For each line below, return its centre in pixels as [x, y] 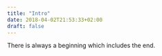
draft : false [26, 26]
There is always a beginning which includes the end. [81, 46]
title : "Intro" [29, 13]
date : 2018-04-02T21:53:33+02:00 [55, 20]
